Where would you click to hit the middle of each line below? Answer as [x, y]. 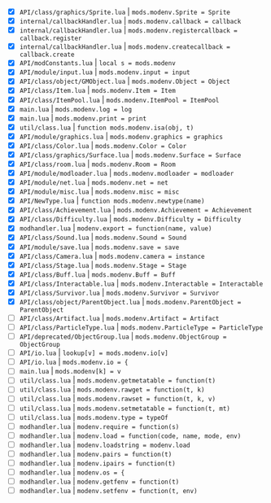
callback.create [47, 55]
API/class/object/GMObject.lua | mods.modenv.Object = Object [125, 81]
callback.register [50, 39]
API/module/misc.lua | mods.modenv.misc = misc [99, 191]
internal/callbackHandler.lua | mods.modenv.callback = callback [130, 21]
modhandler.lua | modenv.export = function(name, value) [116, 228]
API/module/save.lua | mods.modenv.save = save [99, 247]
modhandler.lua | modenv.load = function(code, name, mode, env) [130, 435]
